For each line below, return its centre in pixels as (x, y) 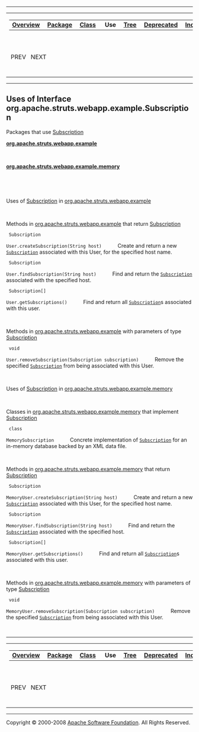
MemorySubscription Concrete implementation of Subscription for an (97, 440)
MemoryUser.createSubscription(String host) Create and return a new (99, 497)
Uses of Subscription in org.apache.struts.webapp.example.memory (89, 388)
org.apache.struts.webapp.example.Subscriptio (97, 108)
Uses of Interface (39, 99)
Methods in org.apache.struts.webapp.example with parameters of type (94, 331)
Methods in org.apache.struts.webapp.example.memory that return (88, 469)
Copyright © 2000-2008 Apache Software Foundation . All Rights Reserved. (98, 722)
